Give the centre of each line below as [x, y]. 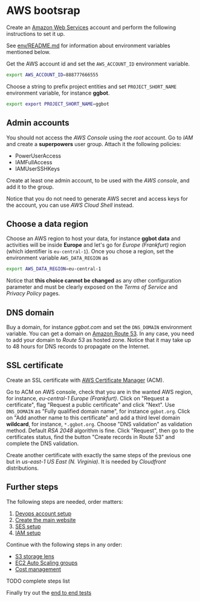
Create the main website [45, 520]
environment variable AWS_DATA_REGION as [57, 258]
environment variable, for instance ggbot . [58, 93]
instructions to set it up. [36, 33]
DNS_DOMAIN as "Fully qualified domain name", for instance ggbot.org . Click [98, 411]
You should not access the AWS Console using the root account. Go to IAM [100, 138]
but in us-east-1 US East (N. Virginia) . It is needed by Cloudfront [86, 461]
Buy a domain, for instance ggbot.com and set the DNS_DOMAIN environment [99, 327]
